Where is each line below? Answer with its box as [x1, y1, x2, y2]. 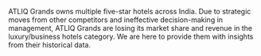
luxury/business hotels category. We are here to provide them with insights [8, 32, 254, 41]
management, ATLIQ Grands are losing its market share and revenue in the [8, 24, 253, 32]
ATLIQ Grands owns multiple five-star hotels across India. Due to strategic [8, 7, 251, 16]
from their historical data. [8, 40, 92, 50]
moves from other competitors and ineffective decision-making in [8, 15, 224, 24]
